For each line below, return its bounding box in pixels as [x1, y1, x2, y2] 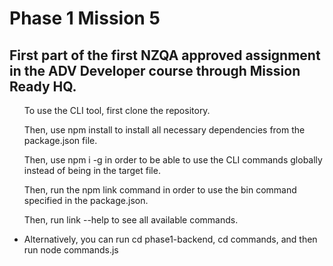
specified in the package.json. [23, 195, 149, 206]
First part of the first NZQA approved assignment [9, 47, 321, 64]
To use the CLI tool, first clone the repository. [23, 105, 211, 116]
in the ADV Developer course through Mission [9, 62, 301, 79]
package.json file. [23, 135, 98, 146]
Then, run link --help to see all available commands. [23, 214, 239, 226]
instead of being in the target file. [23, 165, 161, 176]
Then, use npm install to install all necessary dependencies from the [23, 124, 306, 136]
